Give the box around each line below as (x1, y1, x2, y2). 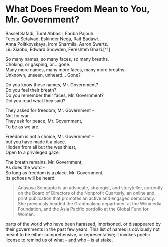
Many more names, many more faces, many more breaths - (5, 66, 128, 73)
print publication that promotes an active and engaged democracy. (17, 195, 155, 201)
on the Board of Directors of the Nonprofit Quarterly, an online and (17, 190, 155, 196)
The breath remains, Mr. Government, (5, 159, 83, 165)
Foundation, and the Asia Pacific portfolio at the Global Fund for (17, 206, 149, 212)
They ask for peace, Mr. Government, (5, 118, 83, 124)
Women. (17, 211, 35, 217)
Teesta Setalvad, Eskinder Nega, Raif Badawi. (5, 36, 99, 42)
